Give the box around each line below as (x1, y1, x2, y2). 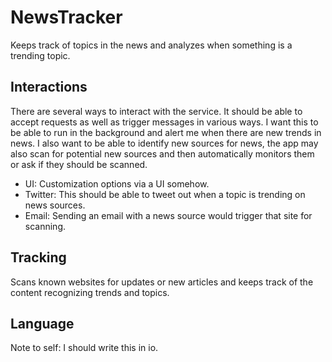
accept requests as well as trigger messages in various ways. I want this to (10, 116, 319, 128)
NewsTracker (10, 6, 123, 29)
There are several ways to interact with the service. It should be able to (10, 105, 303, 117)
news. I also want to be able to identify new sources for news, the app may (10, 137, 319, 149)
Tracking (10, 249, 67, 266)
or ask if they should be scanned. (10, 158, 148, 170)
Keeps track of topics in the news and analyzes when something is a (10, 39, 293, 51)
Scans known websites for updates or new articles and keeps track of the (10, 276, 314, 288)
